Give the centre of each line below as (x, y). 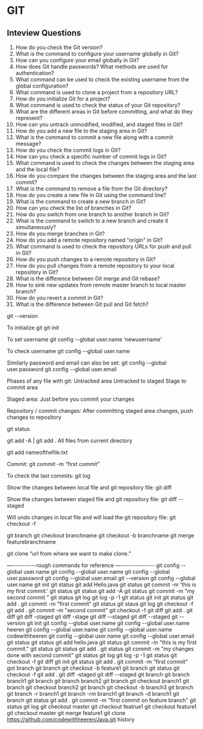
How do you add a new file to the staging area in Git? (81, 131)
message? (28, 144)
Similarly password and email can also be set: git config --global (87, 363)
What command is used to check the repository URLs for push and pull (103, 246)
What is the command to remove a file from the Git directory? (92, 189)
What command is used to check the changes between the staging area (105, 163)
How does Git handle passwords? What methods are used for (92, 66)
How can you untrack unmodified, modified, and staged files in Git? (99, 124)
